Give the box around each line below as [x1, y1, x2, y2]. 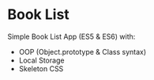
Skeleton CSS [18, 63, 64, 73]
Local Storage [18, 55, 65, 65]
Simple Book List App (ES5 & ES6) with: [7, 32, 136, 41]
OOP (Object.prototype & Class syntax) [18, 47, 147, 56]
